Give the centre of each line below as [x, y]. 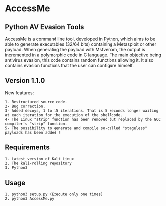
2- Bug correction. [25, 106]
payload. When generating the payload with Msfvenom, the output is [75, 49]
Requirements [27, 148]
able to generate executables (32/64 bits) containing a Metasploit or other [81, 44]
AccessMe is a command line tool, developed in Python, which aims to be [80, 39]
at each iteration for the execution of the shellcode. [64, 115]
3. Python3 [16, 168]
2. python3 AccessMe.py [30, 199]
